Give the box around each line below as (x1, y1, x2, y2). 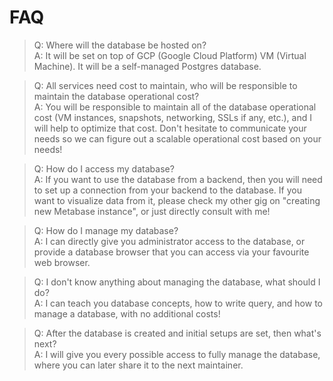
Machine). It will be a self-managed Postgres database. (33, 60, 262, 72)
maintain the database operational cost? (33, 90, 200, 102)
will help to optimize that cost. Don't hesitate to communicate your (33, 122, 307, 134)
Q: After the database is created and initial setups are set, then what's (33, 327, 322, 339)
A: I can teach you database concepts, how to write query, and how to (33, 297, 323, 309)
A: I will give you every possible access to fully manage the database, (33, 348, 321, 360)
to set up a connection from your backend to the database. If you (33, 184, 302, 196)
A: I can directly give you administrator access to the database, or (33, 235, 306, 247)
